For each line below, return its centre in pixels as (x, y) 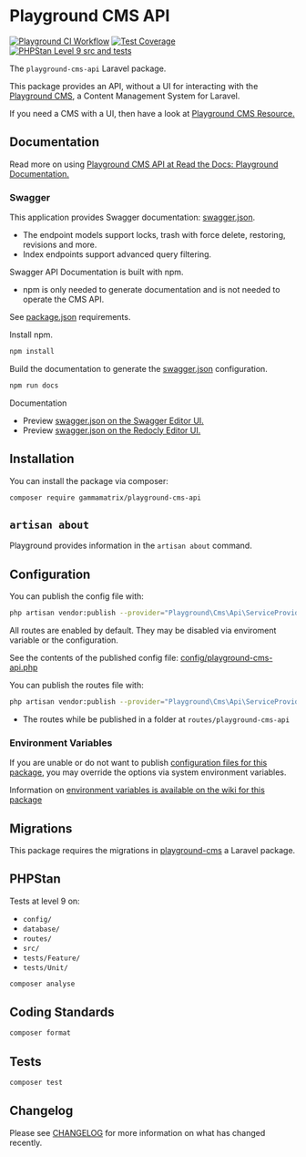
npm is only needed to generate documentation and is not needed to (151, 290)
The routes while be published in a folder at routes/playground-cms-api (156, 719)
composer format (40, 1033)
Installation (42, 459)
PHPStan (35, 879)
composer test (36, 1083)
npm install (32, 352)
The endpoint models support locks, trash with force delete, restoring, (154, 235)
